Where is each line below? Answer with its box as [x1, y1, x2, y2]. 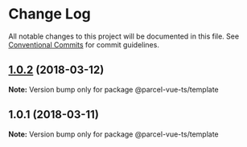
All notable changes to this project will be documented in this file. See [8, 31, 240, 41]
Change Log [8, 5, 91, 23]
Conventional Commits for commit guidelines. [8, 39, 159, 49]
